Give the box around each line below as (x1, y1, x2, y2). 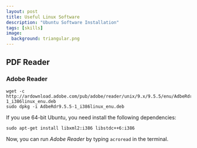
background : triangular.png (11, 36, 80, 42)
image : (6, 30, 22, 36)
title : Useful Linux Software (6, 14, 80, 20)
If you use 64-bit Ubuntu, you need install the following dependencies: (6, 113, 176, 121)
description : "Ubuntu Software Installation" (6, 19, 119, 25)
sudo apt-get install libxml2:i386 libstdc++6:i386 (6, 125, 135, 131)
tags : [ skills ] (6, 25, 43, 31)
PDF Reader (6, 57, 50, 67)
